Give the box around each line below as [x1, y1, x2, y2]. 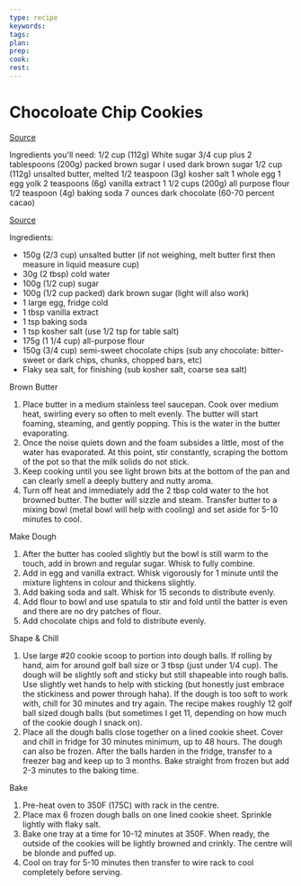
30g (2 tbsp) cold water [22, 268, 111, 279]
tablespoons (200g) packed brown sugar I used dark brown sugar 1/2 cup [9, 158, 283, 169]
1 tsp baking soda [22, 316, 88, 327]
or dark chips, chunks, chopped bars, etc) [47, 354, 203, 365]
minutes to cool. [22, 514, 83, 524]
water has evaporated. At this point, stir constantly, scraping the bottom [22, 446, 288, 457]
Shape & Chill [9, 632, 59, 643]
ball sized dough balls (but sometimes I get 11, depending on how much [22, 707, 288, 718]
